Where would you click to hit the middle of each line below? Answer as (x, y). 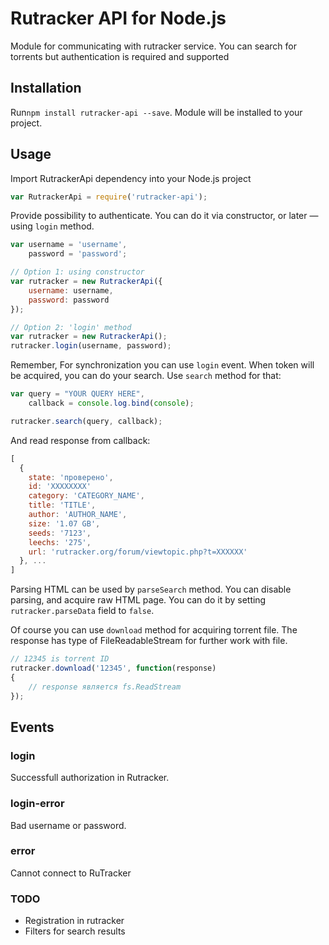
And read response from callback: (80, 440)
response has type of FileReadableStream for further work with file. (149, 641)
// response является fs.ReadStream (105, 687)
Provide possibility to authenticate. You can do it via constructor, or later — (164, 216)
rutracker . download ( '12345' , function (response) (113, 668)
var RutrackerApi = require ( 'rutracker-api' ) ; (109, 197)
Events (32, 727)
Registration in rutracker (74, 921)
